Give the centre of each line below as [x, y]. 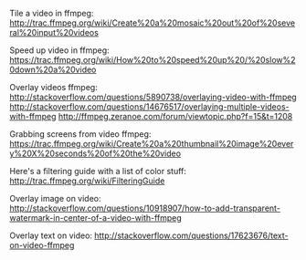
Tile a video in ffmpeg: [52, 13]
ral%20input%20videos [54, 32]
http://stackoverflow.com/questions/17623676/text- [191, 235]
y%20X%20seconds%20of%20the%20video [95, 153]
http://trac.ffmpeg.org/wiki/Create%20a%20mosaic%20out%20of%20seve [152, 23]
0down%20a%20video [53, 69]
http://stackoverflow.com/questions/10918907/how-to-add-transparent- [145, 208]
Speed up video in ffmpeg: [59, 50]
